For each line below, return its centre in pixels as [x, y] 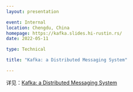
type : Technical [26, 50]
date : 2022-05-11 [27, 39]
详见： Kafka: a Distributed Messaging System [62, 83]
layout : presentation [33, 11]
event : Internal [26, 22]
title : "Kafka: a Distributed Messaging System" [67, 60]
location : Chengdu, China [38, 28]
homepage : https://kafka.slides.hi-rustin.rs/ [64, 33]
